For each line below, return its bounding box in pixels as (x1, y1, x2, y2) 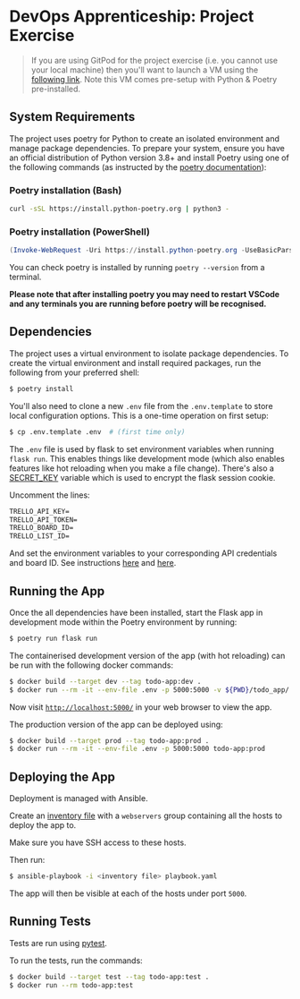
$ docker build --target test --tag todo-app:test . (9, 972, 210, 981)
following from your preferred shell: (9, 367, 140, 378)
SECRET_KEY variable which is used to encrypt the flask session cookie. (9, 472, 276, 482)
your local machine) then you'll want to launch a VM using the (30, 64, 259, 75)
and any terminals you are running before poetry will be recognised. (9, 298, 267, 310)
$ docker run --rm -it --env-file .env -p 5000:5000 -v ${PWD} (9, 685, 250, 695)
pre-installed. (30, 83, 81, 94)
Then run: (9, 855, 46, 866)
